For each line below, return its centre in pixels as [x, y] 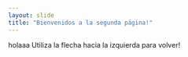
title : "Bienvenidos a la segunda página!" [81, 23]
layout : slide [31, 15]
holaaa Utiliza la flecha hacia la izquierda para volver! [94, 45]
